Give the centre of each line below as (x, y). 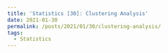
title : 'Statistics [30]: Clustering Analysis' (78, 13)
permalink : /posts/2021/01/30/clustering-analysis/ (84, 26)
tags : (15, 33)
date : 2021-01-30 (33, 20)
